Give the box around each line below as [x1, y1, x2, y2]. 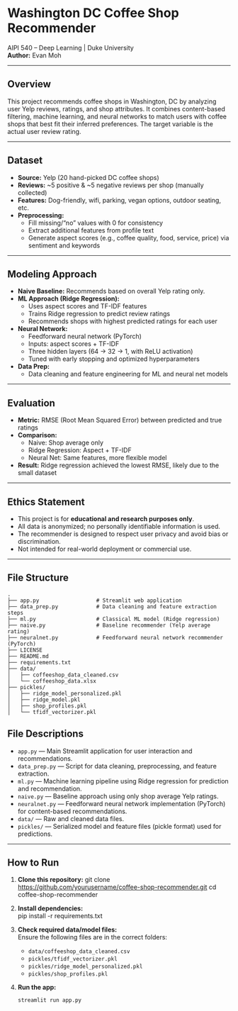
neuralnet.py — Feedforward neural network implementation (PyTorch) [17, 799, 226, 808]
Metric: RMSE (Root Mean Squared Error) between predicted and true [17, 416, 222, 425]
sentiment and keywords [28, 241, 101, 250]
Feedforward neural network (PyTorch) [28, 332, 142, 341]
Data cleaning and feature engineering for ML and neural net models [28, 370, 228, 379]
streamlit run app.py [17, 997, 81, 1004]
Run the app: [17, 983, 57, 992]
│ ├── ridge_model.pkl [7, 696, 81, 703]
